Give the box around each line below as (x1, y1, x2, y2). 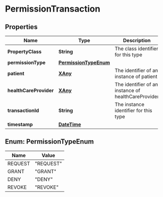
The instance (114, 101, 145, 108)
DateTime (58, 121, 81, 128)
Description (123, 37, 151, 44)
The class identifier (114, 45, 159, 52)
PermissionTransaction (5, 3, 100, 15)
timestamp (7, 121, 33, 128)
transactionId (7, 107, 39, 114)
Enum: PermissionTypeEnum (5, 137, 94, 146)
